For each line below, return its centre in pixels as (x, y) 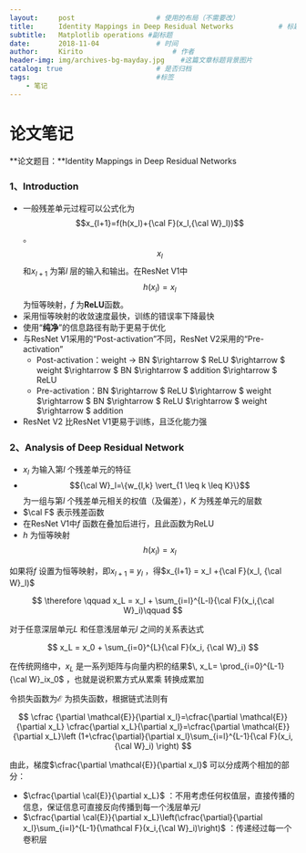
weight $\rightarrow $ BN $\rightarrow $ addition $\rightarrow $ (157, 370)
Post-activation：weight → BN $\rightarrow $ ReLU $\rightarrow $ (160, 360)
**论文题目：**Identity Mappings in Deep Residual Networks (123, 161)
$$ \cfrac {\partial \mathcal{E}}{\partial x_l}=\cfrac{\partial (128, 716)
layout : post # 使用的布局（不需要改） (124, 18)
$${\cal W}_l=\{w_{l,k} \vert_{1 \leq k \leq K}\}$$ (160, 485)
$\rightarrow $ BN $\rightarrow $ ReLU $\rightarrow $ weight (152, 401)
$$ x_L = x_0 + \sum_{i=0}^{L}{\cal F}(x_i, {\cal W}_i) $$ (153, 647)
